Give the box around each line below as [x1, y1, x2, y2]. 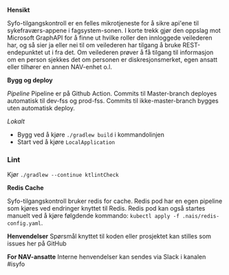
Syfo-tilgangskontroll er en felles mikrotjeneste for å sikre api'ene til [7, 19, 199, 27]
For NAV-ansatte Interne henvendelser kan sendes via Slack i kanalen [7, 253, 206, 261]
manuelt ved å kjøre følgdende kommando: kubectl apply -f [7, 212, 180, 220]
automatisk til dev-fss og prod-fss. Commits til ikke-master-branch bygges [7, 97, 219, 105]
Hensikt [7, 6, 30, 14]
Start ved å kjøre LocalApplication [17, 138, 116, 146]
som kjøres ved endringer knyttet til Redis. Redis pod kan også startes [7, 204, 206, 213]
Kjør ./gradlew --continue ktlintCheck [7, 171, 119, 179]
